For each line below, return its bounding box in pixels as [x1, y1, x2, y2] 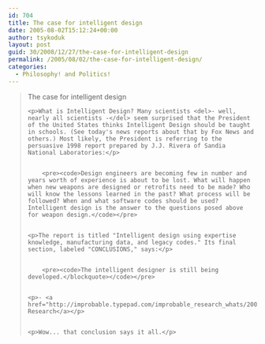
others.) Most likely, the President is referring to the [27, 135, 222, 143]
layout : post [8, 41, 51, 49]
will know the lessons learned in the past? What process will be [27, 190, 251, 198]
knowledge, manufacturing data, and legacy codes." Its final [27, 238, 237, 246]
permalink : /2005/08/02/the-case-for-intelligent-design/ [8, 56, 203, 64]
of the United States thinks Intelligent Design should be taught [27, 121, 251, 129]
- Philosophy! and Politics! [15, 70, 111, 78]
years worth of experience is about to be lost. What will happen [27, 176, 251, 184]
